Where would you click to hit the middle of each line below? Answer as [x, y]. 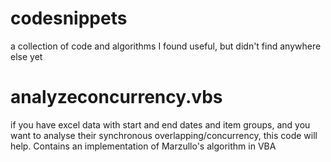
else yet [26, 56]
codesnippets [69, 18]
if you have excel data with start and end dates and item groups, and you [160, 124]
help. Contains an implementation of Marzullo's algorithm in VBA [143, 146]
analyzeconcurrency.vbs [116, 97]
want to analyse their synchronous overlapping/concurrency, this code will [164, 135]
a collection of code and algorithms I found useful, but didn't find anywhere [166, 46]
